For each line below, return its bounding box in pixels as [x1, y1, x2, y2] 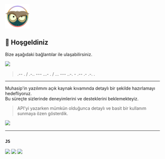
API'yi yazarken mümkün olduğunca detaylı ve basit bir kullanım [17, 105, 146, 111]
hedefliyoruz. [5, 90, 32, 96]
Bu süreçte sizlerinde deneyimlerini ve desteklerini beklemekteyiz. [5, 95, 139, 101]
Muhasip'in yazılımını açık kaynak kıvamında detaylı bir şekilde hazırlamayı [5, 85, 156, 91]
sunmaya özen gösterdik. [17, 110, 69, 116]
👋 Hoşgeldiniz [5, 38, 49, 47]
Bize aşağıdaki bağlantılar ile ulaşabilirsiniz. [5, 51, 92, 57]
